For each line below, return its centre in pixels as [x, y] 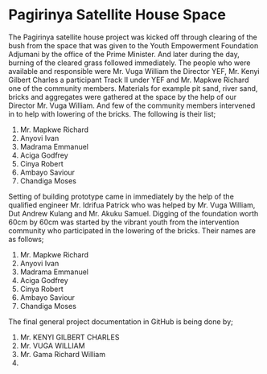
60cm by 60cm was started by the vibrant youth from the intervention [124, 222]
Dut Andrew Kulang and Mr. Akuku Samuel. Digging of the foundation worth [133, 213]
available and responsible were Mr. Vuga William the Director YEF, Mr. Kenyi [134, 71]
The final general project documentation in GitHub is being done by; [121, 321]
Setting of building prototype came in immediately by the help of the [121, 196]
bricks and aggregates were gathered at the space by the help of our [123, 97]
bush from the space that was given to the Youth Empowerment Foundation [133, 45]
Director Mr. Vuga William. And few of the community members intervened [132, 105]
